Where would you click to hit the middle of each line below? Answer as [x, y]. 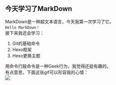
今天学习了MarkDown [39, 9]
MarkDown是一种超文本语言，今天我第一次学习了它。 [59, 22]
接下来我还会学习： [25, 33]
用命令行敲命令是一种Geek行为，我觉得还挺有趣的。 [58, 66]
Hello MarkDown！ [23, 28]
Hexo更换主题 [26, 56]
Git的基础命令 [26, 43]
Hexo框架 [22, 49]
